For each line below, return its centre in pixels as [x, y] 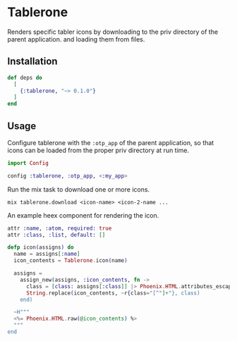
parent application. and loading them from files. [76, 39]
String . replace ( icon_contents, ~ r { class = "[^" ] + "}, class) [113, 293]
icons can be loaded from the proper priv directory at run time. [98, 150]
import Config [28, 163]
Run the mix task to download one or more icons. [79, 189]
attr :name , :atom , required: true [60, 228]
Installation [32, 62]
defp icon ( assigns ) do [41, 247]
